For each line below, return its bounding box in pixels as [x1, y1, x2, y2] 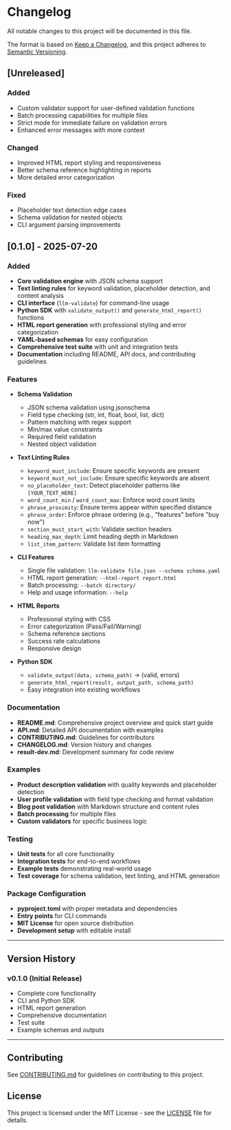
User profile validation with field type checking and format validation [16, 795, 214, 803]
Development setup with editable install [16, 926, 131, 935]
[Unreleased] [7, 67, 65, 79]
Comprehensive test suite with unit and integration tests [16, 342, 179, 351]
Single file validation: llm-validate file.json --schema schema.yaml [27, 566, 221, 575]
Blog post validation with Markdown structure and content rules [16, 802, 199, 811]
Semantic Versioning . [7, 47, 67, 56]
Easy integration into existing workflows [27, 685, 141, 694]
